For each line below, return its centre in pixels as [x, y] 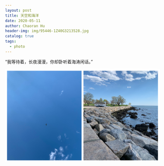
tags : [11, 42]
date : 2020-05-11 [23, 21]
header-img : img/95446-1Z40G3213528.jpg [47, 31]
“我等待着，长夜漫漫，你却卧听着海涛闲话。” [49, 62]
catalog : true [20, 36]
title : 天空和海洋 [22, 15]
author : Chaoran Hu [25, 26]
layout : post [18, 10]
